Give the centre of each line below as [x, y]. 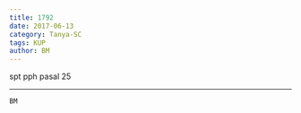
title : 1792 [31, 17]
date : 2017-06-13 [42, 26]
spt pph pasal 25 [40, 76]
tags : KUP [28, 43]
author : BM [30, 51]
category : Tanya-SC [46, 34]
